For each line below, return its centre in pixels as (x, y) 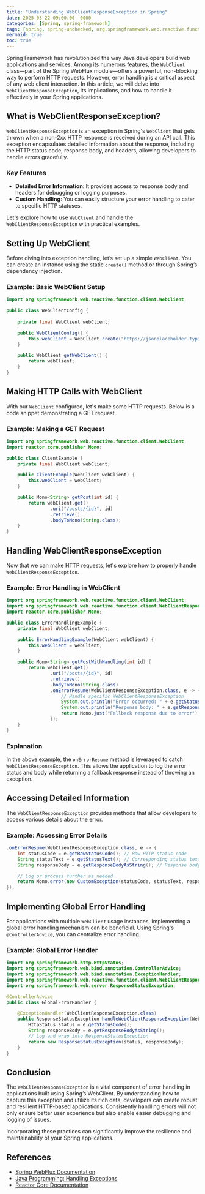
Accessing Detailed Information (68, 798)
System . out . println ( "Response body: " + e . (117, 708)
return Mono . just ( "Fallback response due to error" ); (131, 713)
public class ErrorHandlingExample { (54, 623)
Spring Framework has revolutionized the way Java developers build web (98, 58)
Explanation (24, 746)
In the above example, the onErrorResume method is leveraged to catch (95, 759)
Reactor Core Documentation (52, 1185)
